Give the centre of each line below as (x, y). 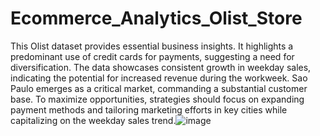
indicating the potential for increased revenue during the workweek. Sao (159, 78)
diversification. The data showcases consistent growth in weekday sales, (161, 67)
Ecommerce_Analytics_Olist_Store (156, 18)
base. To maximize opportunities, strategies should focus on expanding (157, 99)
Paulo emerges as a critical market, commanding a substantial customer (159, 88)
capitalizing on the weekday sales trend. (93, 120)
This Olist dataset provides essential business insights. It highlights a (152, 46)
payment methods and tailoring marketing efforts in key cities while (149, 109)
